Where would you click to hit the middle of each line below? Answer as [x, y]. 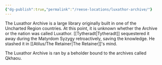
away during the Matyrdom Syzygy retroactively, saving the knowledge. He [80, 39]
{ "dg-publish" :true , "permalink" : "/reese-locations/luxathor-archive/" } [79, 9]
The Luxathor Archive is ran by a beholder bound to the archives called [76, 53]
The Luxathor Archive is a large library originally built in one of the [71, 23]
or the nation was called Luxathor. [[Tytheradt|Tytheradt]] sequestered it [77, 33]
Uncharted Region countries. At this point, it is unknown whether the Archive [81, 28]
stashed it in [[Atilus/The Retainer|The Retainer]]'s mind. [61, 43]
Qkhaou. [14, 58]
